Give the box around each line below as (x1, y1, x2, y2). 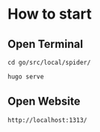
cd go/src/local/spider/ (7, 58, 91, 66)
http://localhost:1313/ (7, 116, 88, 124)
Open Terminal (7, 37, 84, 51)
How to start (7, 5, 92, 23)
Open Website (7, 95, 81, 109)
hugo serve (7, 73, 44, 81)
